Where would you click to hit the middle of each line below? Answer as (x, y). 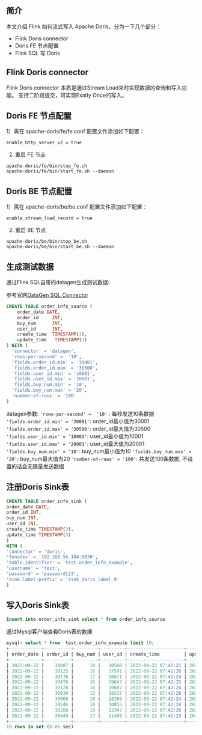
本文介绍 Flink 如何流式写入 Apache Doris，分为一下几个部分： (84, 26)
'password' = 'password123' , (43, 574)
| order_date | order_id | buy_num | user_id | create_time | (96, 654)
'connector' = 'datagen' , (44, 351)
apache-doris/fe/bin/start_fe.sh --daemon (60, 171)
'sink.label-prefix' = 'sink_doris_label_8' (63, 579)
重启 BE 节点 (30, 230)
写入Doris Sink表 (38, 605)
